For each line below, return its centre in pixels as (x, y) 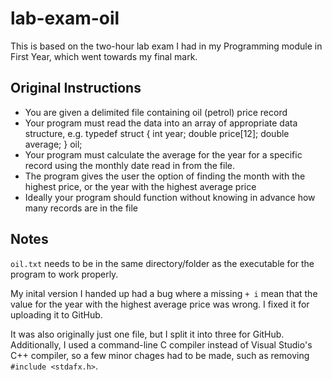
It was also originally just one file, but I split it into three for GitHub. (147, 334)
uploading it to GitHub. (56, 314)
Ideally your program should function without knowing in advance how (170, 197)
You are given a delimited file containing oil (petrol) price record (156, 112)
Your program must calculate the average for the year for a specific (163, 154)
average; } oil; (53, 144)
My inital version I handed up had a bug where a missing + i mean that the (164, 293)
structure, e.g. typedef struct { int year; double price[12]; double (157, 133)
